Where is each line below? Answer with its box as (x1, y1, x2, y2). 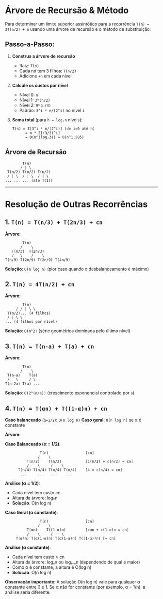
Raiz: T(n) (19, 62, 40, 68)
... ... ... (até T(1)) (5, 178, 53, 183)
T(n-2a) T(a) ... (5, 381, 40, 387)
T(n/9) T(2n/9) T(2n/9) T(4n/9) (5, 257, 70, 262)
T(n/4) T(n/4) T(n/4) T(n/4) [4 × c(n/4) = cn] (17, 468, 123, 472)
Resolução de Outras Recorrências (5, 199, 148, 209)
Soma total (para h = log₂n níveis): (12, 117, 82, 123)
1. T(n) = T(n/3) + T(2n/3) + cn (5, 218, 103, 226)
